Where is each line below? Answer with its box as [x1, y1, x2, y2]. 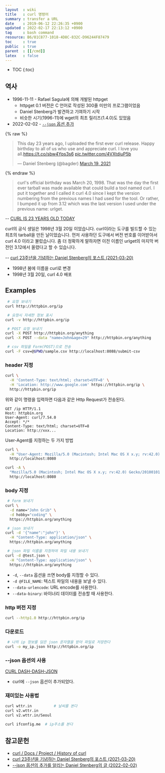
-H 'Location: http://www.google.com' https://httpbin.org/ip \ [9, 382, 145, 387]
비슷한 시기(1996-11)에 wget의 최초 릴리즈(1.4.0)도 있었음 [19, 115, 131, 121]
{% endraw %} [5, 170, 36, 176]
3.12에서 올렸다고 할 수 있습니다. [14, 244, 77, 250]
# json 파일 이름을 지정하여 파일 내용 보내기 [7, 549, 88, 554]
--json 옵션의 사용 [5, 657, 46, 664]
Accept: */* [5, 419, 30, 424]
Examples [5, 286, 36, 295]
